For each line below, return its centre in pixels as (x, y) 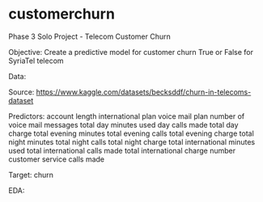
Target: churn (31, 175)
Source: (21, 92)
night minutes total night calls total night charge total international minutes (132, 141)
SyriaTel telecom (36, 61)
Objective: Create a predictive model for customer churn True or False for (131, 52)
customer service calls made (57, 159)
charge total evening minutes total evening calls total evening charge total (131, 133)
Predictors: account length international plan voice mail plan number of (127, 116)
